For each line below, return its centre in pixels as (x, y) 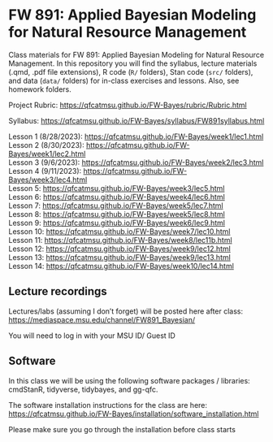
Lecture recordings (58, 291)
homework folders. (40, 89)
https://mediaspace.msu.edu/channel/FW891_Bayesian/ (102, 319)
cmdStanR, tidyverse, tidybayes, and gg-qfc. (83, 389)
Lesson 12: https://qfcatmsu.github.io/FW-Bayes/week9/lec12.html (120, 249)
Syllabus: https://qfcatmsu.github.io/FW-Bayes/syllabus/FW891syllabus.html (136, 120)
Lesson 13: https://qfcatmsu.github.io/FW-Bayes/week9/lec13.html (120, 257)
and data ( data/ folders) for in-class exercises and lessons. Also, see (124, 80)
